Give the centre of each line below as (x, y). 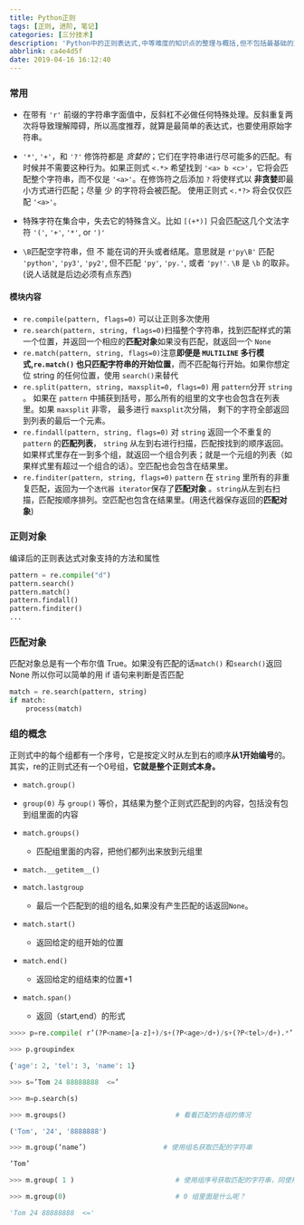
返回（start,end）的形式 (81, 1016)
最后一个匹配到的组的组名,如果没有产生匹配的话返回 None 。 (144, 905)
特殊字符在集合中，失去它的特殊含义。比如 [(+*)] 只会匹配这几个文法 (152, 221)
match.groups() (51, 834)
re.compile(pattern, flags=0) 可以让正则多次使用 (116, 319)
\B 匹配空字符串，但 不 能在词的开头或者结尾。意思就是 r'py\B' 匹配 (148, 252)
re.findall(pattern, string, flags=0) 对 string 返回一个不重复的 (147, 432)
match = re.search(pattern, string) (78, 692)
